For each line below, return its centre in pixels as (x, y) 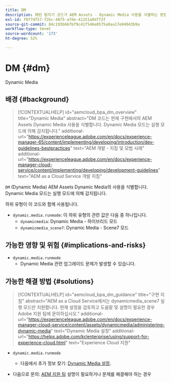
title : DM (16, 10)
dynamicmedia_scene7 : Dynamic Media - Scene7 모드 (74, 228)
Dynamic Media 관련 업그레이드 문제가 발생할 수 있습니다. (78, 264)
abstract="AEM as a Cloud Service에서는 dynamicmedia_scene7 (92, 301)
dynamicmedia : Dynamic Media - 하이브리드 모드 (69, 221)
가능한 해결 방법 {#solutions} (50, 281)
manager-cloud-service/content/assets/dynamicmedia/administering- (91, 325)
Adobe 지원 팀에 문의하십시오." (49, 314)
